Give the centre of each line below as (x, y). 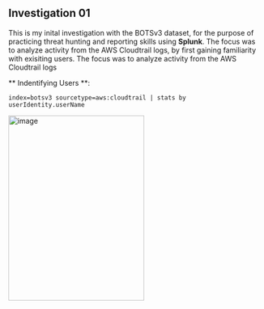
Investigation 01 (49, 13)
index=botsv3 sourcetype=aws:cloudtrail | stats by (97, 97)
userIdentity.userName (47, 104)
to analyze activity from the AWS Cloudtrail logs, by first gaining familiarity (132, 50)
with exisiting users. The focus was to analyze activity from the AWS (123, 58)
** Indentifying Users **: (49, 83)
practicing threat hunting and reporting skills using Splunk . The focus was (132, 41)
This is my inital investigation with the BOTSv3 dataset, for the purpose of (131, 32)
